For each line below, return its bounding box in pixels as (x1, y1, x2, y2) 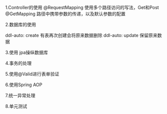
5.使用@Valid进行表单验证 (5, 71, 59, 77)
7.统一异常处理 (5, 93, 36, 98)
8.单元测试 (5, 103, 27, 109)
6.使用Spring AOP (5, 82, 43, 88)
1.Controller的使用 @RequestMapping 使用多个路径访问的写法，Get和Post (5, 5, 159, 10)
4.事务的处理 (5, 60, 32, 66)
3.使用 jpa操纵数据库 (5, 50, 48, 55)
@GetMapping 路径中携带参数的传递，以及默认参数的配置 (5, 11, 126, 17)
